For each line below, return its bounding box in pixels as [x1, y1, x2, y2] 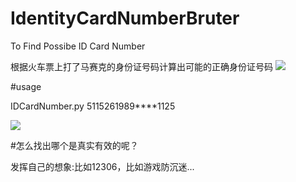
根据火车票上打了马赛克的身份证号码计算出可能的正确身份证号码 [10, 60, 273, 72]
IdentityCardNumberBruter [10, 7, 240, 30]
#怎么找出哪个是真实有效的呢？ [10, 139, 139, 151]
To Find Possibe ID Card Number [10, 40, 146, 52]
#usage [10, 80, 42, 92]
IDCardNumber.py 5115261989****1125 [10, 100, 176, 112]
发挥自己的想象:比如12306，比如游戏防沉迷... [10, 160, 195, 172]
